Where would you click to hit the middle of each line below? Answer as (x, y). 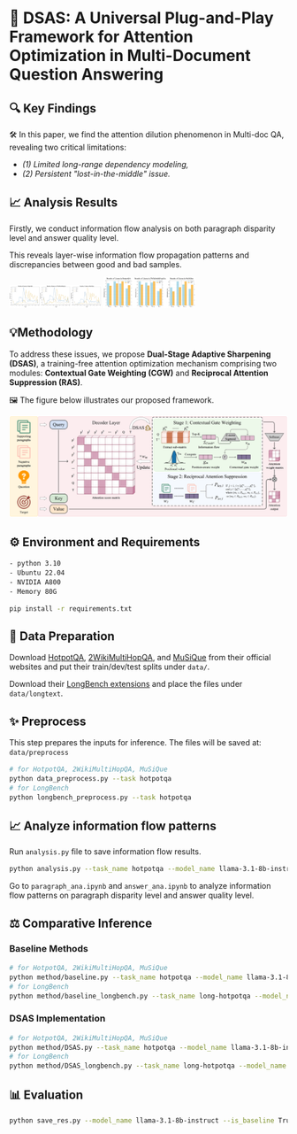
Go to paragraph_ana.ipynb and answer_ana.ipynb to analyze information (140, 886)
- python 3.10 (35, 564)
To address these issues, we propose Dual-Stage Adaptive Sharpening (140, 354)
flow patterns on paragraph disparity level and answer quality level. (132, 895)
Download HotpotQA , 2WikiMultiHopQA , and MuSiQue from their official (140, 658)
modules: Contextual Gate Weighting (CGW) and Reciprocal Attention (139, 373)
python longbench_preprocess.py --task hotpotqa (100, 797)
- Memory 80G (33, 591)
